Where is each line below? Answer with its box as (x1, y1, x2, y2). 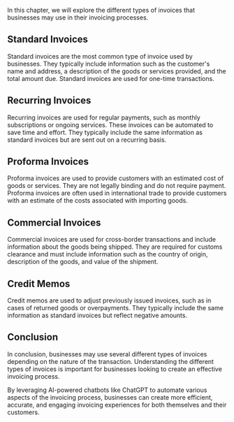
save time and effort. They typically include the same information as (7, 128, 203, 136)
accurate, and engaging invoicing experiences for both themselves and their (7, 400, 227, 409)
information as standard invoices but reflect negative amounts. (7, 311, 187, 320)
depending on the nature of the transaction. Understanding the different (7, 357, 214, 365)
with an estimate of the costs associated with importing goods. (7, 196, 189, 205)
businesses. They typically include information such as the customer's (7, 59, 210, 68)
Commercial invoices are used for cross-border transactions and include (7, 235, 217, 244)
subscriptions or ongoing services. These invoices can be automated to (7, 120, 214, 129)
